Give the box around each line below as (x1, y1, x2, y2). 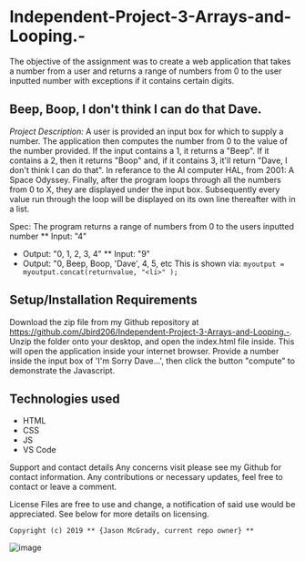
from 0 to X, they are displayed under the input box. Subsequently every (9, 184, 280, 195)
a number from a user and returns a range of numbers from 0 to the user (9, 66, 282, 77)
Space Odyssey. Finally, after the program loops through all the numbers (9, 174, 282, 185)
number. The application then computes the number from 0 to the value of (9, 135, 289, 147)
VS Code (22, 444, 56, 455)
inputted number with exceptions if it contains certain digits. (9, 75, 235, 86)
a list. (9, 203, 30, 214)
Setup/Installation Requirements (9, 292, 198, 308)
